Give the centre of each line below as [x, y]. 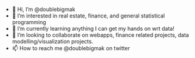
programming [29, 22]
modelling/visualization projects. [53, 41]
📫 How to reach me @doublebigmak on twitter [71, 48]
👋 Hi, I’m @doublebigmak [44, 9]
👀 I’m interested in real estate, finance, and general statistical [88, 16]
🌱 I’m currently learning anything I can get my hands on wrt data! [93, 28]
